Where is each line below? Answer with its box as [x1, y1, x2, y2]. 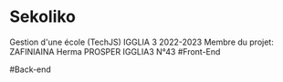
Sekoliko [9, 6, 76, 27]
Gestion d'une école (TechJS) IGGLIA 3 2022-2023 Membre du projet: [9, 36, 274, 47]
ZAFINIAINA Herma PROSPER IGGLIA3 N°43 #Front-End [9, 46, 221, 56]
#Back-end [9, 64, 52, 75]
